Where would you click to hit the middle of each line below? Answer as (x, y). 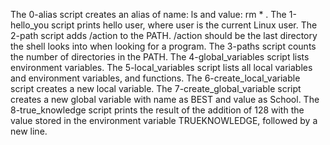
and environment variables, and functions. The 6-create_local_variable (155, 78)
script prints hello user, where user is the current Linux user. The (184, 25)
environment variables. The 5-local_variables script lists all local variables (161, 67)
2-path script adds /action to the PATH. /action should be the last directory (164, 35)
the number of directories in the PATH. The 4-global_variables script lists (160, 57)
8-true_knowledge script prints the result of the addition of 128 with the (157, 110)
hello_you (30, 25)
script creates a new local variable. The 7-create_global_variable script (156, 88)
